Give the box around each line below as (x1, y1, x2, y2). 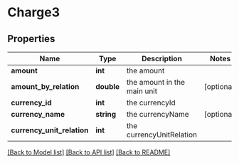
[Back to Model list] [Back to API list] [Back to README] (7, 148, 171, 157)
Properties (7, 33, 55, 45)
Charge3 (7, 4, 60, 21)
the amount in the (127, 78, 186, 87)
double (95, 82, 120, 91)
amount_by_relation (11, 82, 80, 91)
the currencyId (127, 98, 176, 107)
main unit (127, 86, 158, 96)
